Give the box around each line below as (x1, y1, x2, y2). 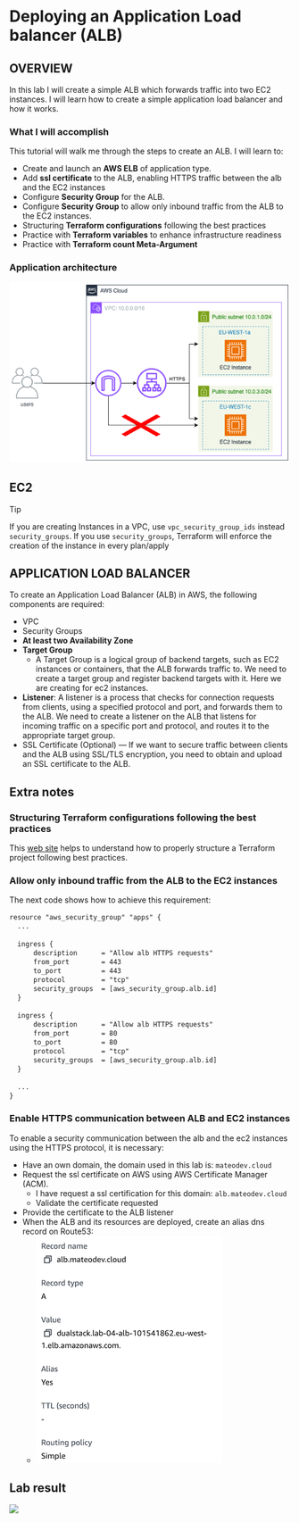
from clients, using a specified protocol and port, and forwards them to (21, 702, 283, 712)
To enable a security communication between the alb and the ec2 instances (9, 1132, 288, 1144)
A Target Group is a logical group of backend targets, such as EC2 (35, 654, 279, 665)
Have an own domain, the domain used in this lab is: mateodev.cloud (21, 1159, 272, 1170)
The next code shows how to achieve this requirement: (9, 895, 212, 905)
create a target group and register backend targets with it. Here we (35, 673, 282, 684)
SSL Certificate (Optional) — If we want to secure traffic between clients (21, 739, 288, 751)
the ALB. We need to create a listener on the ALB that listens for (21, 712, 257, 722)
